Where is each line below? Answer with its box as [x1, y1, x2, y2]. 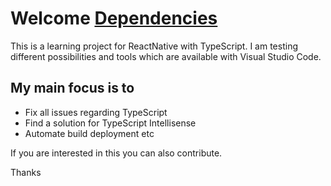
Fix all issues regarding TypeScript [24, 106, 168, 118]
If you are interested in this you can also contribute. [10, 147, 223, 159]
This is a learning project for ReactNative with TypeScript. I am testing [10, 40, 299, 52]
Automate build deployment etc [24, 127, 155, 139]
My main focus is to [10, 80, 135, 97]
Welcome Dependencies [10, 7, 218, 30]
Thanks [10, 166, 42, 178]
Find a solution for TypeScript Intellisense [24, 117, 197, 129]
